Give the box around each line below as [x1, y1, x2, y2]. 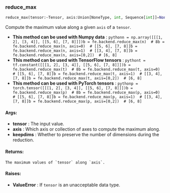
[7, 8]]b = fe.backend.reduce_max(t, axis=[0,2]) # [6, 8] [12, 76, 142, 81]
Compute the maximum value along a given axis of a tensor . [5, 24, 132, 30]
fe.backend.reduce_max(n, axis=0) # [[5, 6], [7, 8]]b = [12, 44, 138, 49]
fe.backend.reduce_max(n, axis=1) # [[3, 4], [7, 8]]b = [12, 48, 138, 54]
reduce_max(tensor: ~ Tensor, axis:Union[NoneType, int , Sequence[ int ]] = [5, 15, 159, 20]
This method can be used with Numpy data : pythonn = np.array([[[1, [12, 34, 163, 40]
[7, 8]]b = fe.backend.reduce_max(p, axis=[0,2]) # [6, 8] [12, 99, 142, 104]
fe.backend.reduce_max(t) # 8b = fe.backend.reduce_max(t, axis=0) [12, 67, 160, 72]
